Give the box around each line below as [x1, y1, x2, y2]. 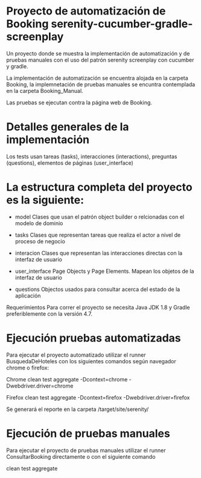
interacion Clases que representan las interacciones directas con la [14, 249, 183, 257]
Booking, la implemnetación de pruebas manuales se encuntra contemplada [6, 80, 196, 88]
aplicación [14, 292, 41, 299]
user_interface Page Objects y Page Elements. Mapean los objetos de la [14, 267, 194, 275]
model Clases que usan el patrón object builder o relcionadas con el [14, 213, 185, 220]
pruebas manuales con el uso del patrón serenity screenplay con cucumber [6, 56, 194, 63]
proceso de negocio [14, 237, 65, 245]
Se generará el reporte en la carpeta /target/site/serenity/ [6, 406, 149, 413]
